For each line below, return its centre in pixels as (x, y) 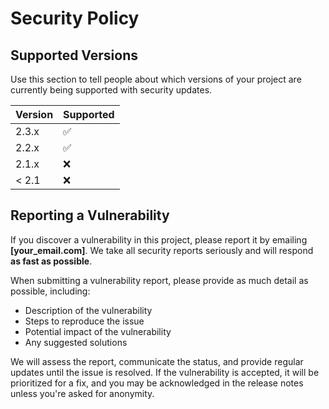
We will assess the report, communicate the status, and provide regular (157, 361)
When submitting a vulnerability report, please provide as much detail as (159, 280)
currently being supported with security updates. (111, 90)
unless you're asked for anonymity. (82, 393)
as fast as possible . (51, 261)
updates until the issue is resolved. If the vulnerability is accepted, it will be (165, 372)
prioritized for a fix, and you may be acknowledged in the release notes (157, 383)
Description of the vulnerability (88, 310)
